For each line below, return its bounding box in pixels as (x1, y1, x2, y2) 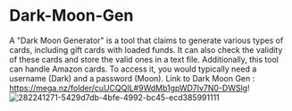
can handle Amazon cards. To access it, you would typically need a (9, 64, 257, 74)
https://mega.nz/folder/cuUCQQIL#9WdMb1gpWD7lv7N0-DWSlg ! (9, 82, 250, 93)
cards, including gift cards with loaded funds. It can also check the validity (9, 44, 283, 55)
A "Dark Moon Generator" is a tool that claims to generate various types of (9, 35, 284, 46)
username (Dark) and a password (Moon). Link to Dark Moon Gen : (9, 73, 255, 83)
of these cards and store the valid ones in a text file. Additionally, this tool (9, 54, 279, 64)
